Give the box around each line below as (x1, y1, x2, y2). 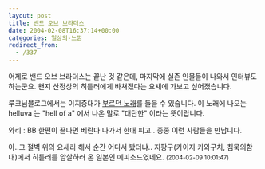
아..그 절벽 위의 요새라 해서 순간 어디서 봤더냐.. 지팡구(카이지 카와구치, (8, 143, 226, 151)
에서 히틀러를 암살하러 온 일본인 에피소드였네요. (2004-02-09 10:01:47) (17, 152, 230, 162)
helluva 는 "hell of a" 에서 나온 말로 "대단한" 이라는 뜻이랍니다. (8, 108, 205, 118)
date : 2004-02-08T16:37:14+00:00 (8, 26, 120, 34)
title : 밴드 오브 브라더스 (8, 19, 85, 27)
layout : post (8, 11, 52, 20)
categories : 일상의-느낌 (8, 33, 82, 42)
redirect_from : (8, 41, 59, 49)
